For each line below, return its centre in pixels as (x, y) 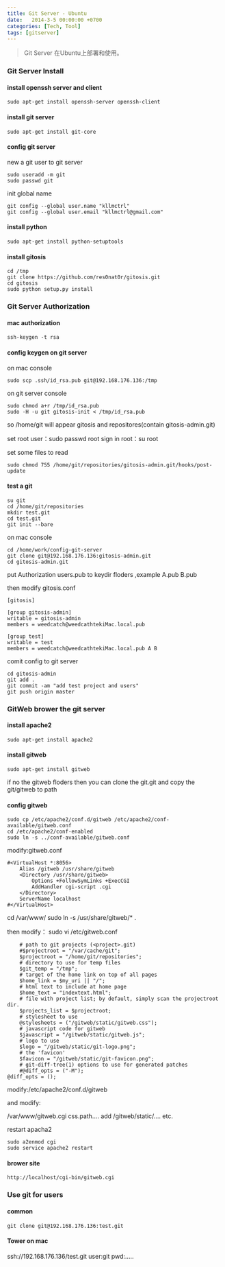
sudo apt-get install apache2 (50, 739)
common (20, 1211)
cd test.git (24, 519)
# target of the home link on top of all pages (88, 975)
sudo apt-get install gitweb (49, 770)
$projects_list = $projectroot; (65, 1011)
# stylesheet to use (49, 1017)
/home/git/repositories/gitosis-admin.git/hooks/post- (133, 465)
